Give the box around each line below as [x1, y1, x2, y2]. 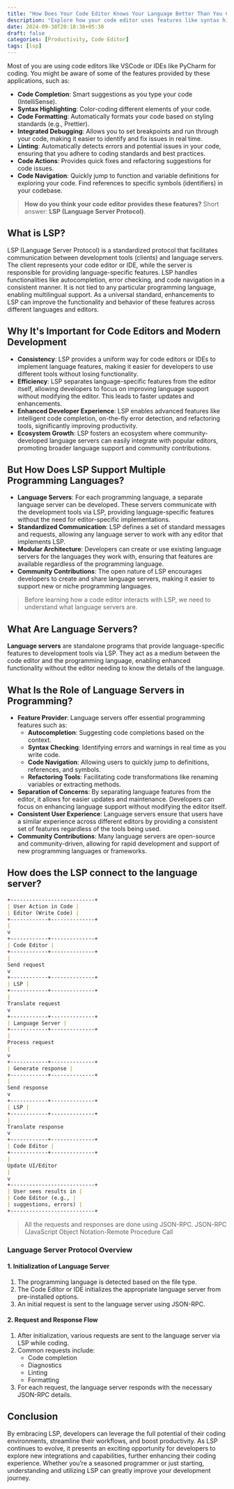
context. [27, 736, 52, 744]
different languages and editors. [7, 305, 100, 314]
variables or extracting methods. [27, 780, 121, 788]
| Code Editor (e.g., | [7, 1195, 77, 1202]
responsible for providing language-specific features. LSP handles [7, 268, 198, 276]
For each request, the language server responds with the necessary [17, 1383, 212, 1391]
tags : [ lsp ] [7, 43, 42, 49]
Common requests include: [17, 1346, 95, 1354]
